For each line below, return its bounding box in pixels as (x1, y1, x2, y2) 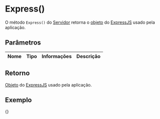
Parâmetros (5, 39, 41, 47)
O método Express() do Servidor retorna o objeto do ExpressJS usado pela (5, 19, 155, 25)
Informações (42, 53, 72, 59)
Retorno (5, 69, 30, 77)
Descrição (76, 53, 101, 59)
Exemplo (5, 96, 32, 104)
